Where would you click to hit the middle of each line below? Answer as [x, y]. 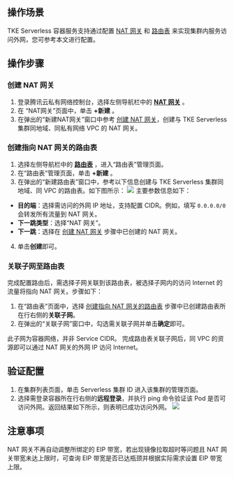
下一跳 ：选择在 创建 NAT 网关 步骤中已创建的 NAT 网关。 [99, 231]
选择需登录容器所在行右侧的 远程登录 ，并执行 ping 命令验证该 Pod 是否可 [122, 398]
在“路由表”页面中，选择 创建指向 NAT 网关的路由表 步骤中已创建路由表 [118, 307]
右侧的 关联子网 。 [54, 315]
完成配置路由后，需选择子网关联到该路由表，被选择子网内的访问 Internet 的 [115, 283]
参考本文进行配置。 [71, 39]
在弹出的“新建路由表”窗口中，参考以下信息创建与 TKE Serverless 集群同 [120, 182]
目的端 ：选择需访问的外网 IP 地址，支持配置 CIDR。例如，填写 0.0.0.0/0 [121, 205]
